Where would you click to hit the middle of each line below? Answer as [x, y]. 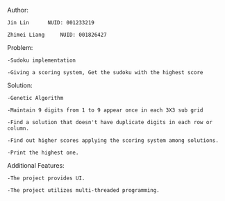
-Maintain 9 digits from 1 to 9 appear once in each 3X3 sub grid [105, 110]
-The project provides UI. [46, 178]
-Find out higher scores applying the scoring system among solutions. [113, 141]
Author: [18, 10]
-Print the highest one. [43, 152]
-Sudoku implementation [42, 60]
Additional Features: [36, 165]
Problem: [20, 47]
